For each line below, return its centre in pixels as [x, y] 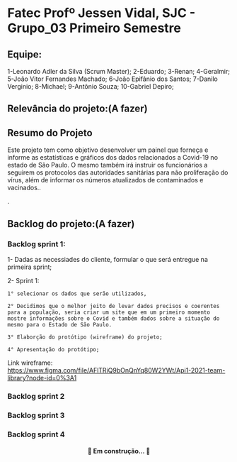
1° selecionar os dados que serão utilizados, [77, 293]
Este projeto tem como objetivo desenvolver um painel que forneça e [108, 150]
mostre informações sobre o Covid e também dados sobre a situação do [114, 318]
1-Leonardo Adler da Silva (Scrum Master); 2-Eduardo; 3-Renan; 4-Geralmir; [119, 71]
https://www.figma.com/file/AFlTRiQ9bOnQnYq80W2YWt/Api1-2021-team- [116, 370]
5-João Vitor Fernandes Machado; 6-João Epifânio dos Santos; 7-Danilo [112, 79]
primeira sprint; [30, 267]
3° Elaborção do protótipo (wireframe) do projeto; [85, 337]
